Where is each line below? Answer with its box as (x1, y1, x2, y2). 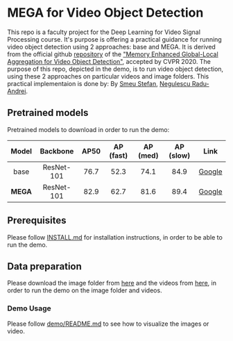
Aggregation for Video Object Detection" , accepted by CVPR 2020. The (7, 57, 212, 65)
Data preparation (7, 260, 82, 272)
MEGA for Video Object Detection (7, 5, 204, 21)
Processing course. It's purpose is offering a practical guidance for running (7, 35, 222, 43)
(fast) (109, 151, 128, 160)
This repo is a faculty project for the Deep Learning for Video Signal (7, 28, 201, 36)
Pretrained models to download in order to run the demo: (7, 125, 170, 133)
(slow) (169, 151, 191, 160)
